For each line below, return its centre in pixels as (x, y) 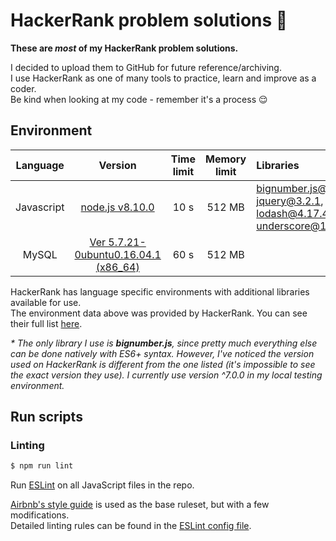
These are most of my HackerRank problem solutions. (124, 48)
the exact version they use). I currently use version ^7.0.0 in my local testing (166, 375)
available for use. (46, 302)
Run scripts (46, 417)
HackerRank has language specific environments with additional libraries (160, 291)
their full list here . (46, 323)
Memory (226, 159)
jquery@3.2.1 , (290, 201)
